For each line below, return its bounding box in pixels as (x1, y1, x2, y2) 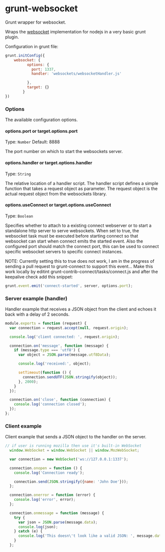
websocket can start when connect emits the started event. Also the (5, 238, 143, 244)
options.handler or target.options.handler (5, 159, 92, 165)
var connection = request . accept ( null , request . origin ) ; (9, 325, 129, 330)
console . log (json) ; (18, 524, 58, 529)
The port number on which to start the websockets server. (5, 149, 123, 154)
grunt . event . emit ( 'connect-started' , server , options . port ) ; (5, 283, 133, 288)
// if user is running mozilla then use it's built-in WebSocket (5, 443, 141, 448)
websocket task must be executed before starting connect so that (5, 233, 138, 239)
